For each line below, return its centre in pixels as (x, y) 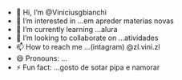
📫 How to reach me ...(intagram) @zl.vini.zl (88, 47)
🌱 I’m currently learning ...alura (67, 29)
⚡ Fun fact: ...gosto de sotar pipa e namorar (88, 67)
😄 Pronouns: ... (42, 58)
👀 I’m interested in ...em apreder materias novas (95, 21)
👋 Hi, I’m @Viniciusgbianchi (61, 12)
